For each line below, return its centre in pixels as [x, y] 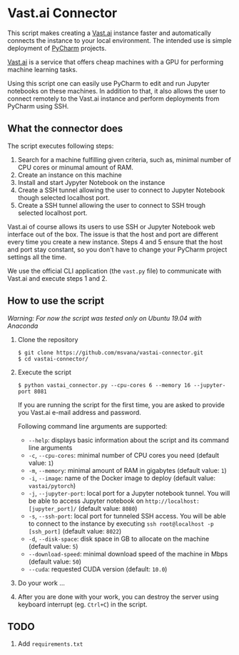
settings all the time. [37, 257]
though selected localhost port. [64, 197]
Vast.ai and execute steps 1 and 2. [57, 278]
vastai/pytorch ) [52, 485]
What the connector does [65, 129]
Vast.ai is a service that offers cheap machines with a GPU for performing [116, 61]
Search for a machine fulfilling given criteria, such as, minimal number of [124, 159]
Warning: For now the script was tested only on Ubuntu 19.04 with [105, 318]
